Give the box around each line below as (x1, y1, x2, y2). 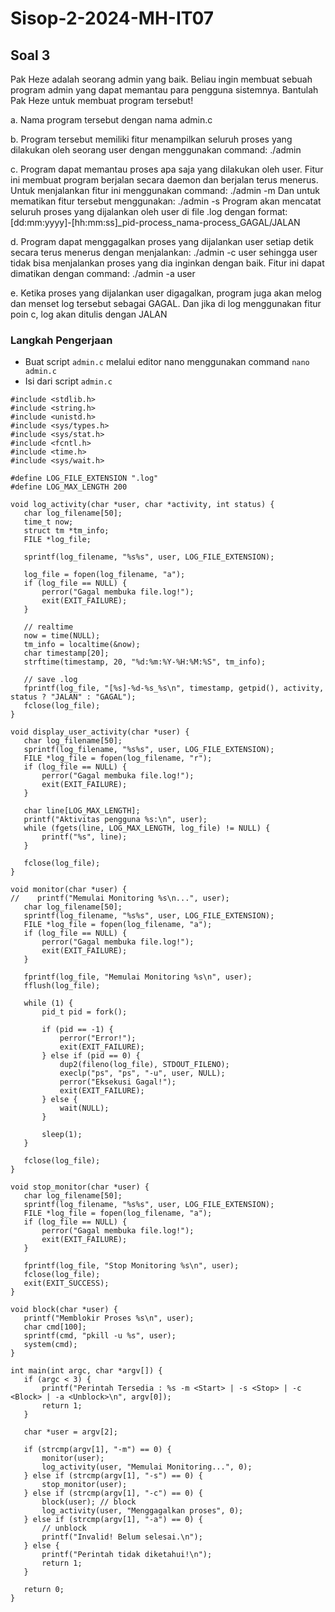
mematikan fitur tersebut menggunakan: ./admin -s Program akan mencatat (10, 195, 322, 207)
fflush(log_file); (23, 981, 101, 991)
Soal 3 (10, 47, 51, 64)
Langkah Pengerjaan (10, 333, 113, 347)
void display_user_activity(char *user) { (10, 727, 190, 737)
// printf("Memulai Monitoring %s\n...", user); (10, 893, 230, 904)
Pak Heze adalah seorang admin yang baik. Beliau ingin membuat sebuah (10, 73, 313, 85)
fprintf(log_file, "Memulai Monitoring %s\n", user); (23, 972, 253, 982)
